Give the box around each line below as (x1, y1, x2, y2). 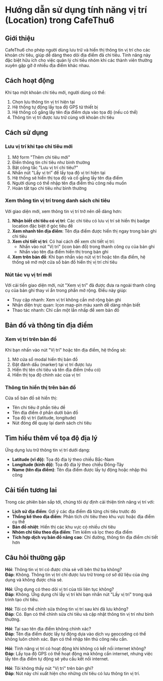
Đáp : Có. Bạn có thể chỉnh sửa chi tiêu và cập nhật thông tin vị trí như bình (5, 611, 154, 617)
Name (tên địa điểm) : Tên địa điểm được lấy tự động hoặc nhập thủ (12, 466, 147, 472)
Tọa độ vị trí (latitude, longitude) (12, 415, 76, 421)
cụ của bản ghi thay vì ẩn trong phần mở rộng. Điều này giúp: (5, 287, 128, 293)
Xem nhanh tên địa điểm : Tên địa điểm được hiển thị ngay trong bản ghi (12, 228, 157, 234)
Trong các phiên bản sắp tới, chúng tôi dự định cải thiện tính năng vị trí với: (5, 499, 155, 505)
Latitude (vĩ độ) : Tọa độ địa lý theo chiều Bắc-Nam (12, 456, 114, 462)
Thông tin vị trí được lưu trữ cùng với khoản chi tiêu (12, 114, 114, 120)
